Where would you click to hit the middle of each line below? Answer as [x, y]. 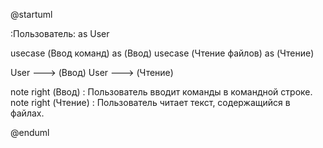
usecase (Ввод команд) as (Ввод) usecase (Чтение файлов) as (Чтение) [162, 53]
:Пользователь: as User [60, 33]
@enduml [30, 132]
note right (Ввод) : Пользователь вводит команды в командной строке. [161, 92]
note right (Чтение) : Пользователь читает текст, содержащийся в [150, 102]
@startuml [31, 14]
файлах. [27, 113]
